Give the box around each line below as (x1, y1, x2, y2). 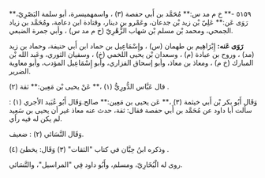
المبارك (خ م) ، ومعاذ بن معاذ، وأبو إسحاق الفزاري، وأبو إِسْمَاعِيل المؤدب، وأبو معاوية (9, 58, 254, 67)
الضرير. (9, 66, 31, 76)
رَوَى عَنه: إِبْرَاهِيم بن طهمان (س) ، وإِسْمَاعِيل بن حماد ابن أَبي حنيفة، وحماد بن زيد (9, 41, 244, 51)
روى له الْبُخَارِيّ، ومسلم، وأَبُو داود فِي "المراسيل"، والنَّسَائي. (9, 160, 183, 169)
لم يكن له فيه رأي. (9, 114, 62, 123)
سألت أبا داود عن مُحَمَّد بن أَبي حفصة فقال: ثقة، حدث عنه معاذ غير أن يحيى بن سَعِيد (9, 105, 252, 115)
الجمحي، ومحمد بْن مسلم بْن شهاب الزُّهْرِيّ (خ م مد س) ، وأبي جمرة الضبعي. (9, 26, 233, 35)
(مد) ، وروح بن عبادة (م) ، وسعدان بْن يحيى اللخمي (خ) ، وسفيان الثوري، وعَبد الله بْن (9, 50, 255, 59)
